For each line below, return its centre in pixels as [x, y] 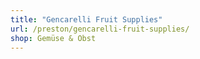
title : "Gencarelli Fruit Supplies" [86, 19]
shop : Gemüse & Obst [53, 38]
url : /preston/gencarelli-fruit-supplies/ [100, 29]
